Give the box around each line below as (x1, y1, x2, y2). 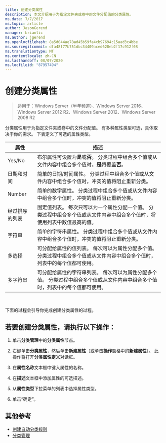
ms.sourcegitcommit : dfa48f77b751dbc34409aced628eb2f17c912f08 (5, 44, 138, 49)
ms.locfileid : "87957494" (5, 63, 58, 67)
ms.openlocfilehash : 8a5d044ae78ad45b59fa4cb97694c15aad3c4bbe (5, 40, 138, 45)
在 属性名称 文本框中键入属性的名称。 (12, 364, 86, 370)
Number (7, 190, 27, 197)
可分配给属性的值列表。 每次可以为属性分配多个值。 (37, 245, 158, 252)
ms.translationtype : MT (5, 49, 54, 54)
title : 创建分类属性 (5, 7, 43, 12)
